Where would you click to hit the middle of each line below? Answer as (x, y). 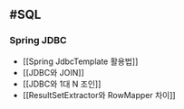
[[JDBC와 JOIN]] (53, 72)
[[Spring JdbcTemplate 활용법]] (80, 61)
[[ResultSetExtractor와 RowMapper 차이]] (99, 95)
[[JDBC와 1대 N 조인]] (62, 84)
